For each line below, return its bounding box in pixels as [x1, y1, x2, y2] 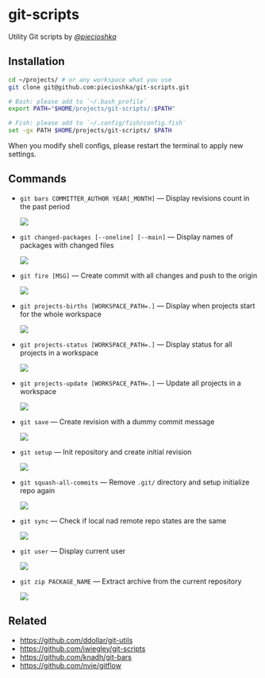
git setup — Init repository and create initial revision [19, 446, 192, 457]
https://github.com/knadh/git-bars [19, 652, 132, 661]
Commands [8, 172, 67, 186]
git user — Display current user [19, 546, 126, 556]
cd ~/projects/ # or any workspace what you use [8, 75, 172, 84]
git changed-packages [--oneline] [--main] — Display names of [19, 232, 233, 241]
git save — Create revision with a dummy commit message [19, 416, 215, 426]
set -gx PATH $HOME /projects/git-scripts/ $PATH [8, 127, 172, 135]
